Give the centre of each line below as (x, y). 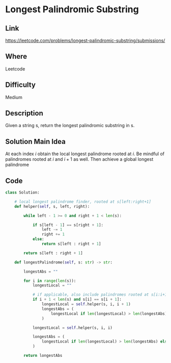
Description (24, 113)
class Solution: (22, 192)
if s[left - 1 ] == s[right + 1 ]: (68, 225)
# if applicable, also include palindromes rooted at (91, 295)
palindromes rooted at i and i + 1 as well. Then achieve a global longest (79, 159)
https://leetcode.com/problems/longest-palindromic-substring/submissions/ (85, 40)
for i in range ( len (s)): (50, 281)
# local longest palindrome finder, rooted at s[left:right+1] (83, 202)
